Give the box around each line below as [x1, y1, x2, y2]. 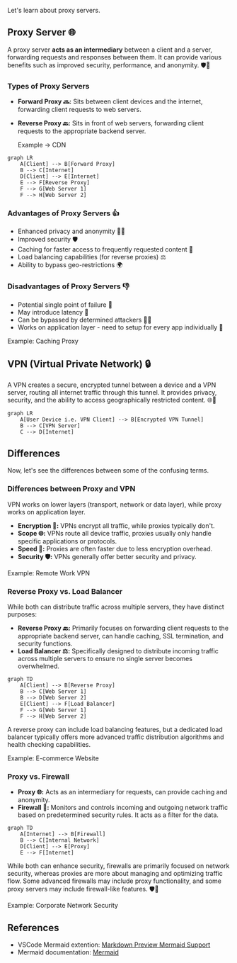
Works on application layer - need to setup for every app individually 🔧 [17, 322, 224, 332]
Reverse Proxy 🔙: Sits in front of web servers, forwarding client [17, 119, 204, 128]
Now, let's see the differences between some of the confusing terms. [7, 466, 209, 475]
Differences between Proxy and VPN [7, 484, 136, 494]
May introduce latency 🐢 [17, 308, 89, 316]
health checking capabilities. [7, 740, 91, 748]
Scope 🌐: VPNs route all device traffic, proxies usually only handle [17, 529, 212, 537]
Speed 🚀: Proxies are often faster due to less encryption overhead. [17, 544, 213, 553]
